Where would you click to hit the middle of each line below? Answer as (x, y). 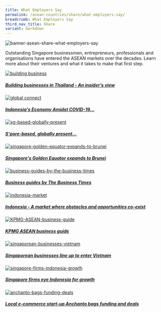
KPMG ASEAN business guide (37, 231)
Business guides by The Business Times (48, 182)
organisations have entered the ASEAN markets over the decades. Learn (80, 58)
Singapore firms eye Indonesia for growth (50, 280)
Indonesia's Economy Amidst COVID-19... (50, 109)
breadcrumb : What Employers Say (39, 19)
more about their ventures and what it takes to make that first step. (74, 64)
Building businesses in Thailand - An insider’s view (60, 85)
